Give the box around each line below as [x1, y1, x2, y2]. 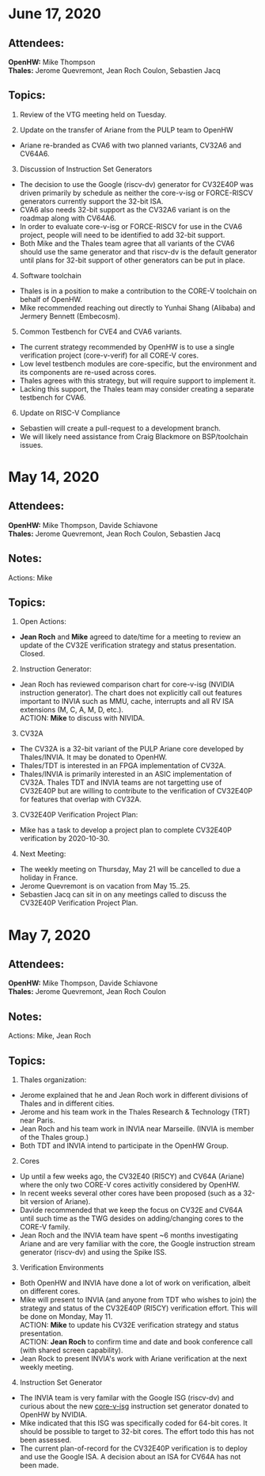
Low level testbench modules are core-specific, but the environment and [19, 358, 257, 369]
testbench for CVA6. [19, 392, 86, 402]
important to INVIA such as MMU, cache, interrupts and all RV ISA [19, 697, 234, 706]
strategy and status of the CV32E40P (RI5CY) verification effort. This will [19, 1303, 258, 1313]
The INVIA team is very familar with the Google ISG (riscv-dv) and [19, 1393, 235, 1403]
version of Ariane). [30, 1197, 91, 1206]
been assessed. [19, 1436, 72, 1445]
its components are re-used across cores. [19, 367, 157, 377]
